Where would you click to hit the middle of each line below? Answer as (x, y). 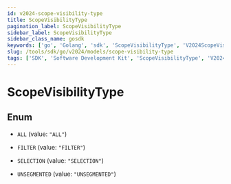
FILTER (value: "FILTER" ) (51, 147)
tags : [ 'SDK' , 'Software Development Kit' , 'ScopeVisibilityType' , (106, 58)
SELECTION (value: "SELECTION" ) (60, 160)
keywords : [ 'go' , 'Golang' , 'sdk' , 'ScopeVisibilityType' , (93, 45)
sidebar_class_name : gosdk (46, 39)
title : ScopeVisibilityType (47, 20)
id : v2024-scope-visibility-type (55, 13)
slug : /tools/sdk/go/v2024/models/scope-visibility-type (90, 52)
